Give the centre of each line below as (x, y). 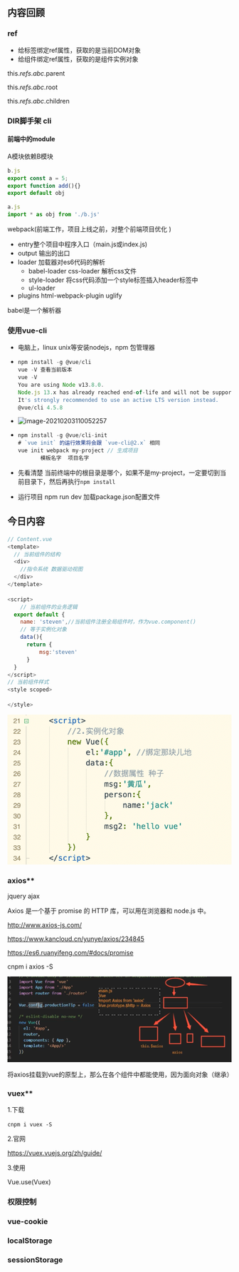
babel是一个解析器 (34, 311)
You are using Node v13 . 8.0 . (61, 385)
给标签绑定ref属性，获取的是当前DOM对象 (79, 50)
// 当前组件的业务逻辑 (49, 607)
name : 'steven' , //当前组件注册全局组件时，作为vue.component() (108, 622)
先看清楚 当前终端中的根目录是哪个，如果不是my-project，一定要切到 (119, 473)
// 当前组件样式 (28, 682)
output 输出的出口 (44, 253)
